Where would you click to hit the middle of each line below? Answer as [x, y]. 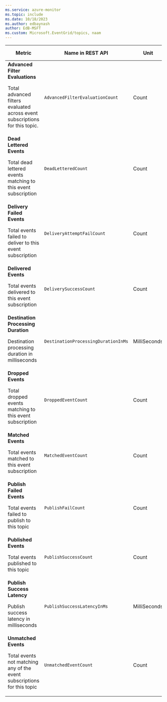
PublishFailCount [65, 508]
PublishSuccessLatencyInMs [76, 606]
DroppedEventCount [66, 400]
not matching [23, 662]
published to [22, 563]
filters [14, 101]
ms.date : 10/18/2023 [27, 19]
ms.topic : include [24, 14]
